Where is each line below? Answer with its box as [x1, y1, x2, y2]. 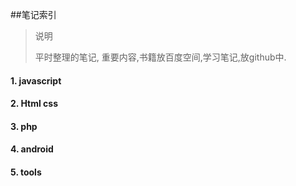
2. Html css [10, 98, 58, 110]
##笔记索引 [10, 9, 57, 20]
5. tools [10, 166, 42, 178]
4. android [10, 143, 54, 155]
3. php [10, 120, 38, 132]
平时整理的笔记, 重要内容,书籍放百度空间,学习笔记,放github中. [34, 51, 287, 63]
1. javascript [10, 74, 62, 87]
